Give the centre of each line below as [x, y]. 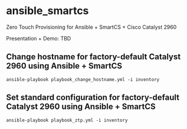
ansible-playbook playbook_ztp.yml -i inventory [67, 120]
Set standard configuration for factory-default [93, 98]
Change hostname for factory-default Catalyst [93, 57]
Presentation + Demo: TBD [39, 38]
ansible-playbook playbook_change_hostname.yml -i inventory [83, 79]
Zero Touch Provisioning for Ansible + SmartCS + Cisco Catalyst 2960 [91, 27]
